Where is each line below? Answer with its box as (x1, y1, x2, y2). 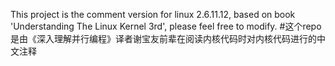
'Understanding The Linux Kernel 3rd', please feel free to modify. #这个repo (10, 20, 322, 32)
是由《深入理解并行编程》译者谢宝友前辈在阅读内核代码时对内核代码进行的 (10, 33, 317, 44)
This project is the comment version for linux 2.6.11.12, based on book (10, 9, 296, 20)
